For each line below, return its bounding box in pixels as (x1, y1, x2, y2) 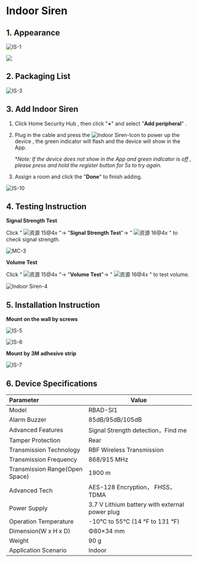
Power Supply (9, 504, 48, 512)
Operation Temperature (9, 518, 74, 526)
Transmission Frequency (9, 456, 78, 464)
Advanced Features (9, 426, 64, 434)
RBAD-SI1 (88, 406, 118, 414)
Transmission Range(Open (9, 465, 83, 473)
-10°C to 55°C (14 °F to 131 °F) (88, 518, 180, 526)
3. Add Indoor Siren (6, 104, 78, 115)
